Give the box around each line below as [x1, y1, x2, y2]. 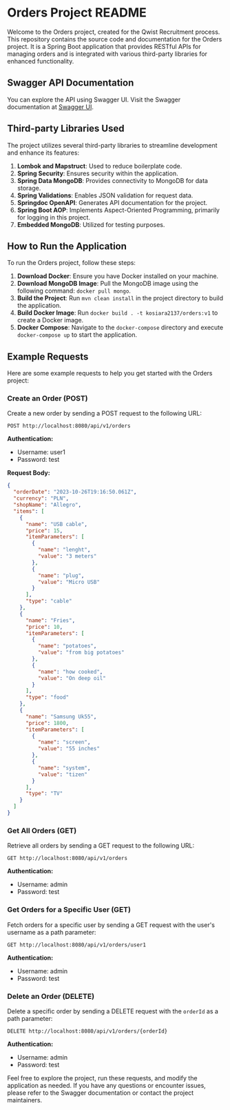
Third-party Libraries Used [7, 123, 125, 135]
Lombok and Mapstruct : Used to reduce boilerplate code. [17, 162, 182, 170]
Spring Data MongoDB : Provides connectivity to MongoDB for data [17, 176, 209, 184]
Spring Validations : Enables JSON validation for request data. [17, 191, 194, 199]
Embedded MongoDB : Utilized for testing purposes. [17, 220, 165, 228]
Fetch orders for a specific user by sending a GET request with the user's [7, 920, 216, 929]
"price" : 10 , [25, 623, 63, 630]
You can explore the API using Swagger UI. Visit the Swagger [7, 95, 181, 104]
